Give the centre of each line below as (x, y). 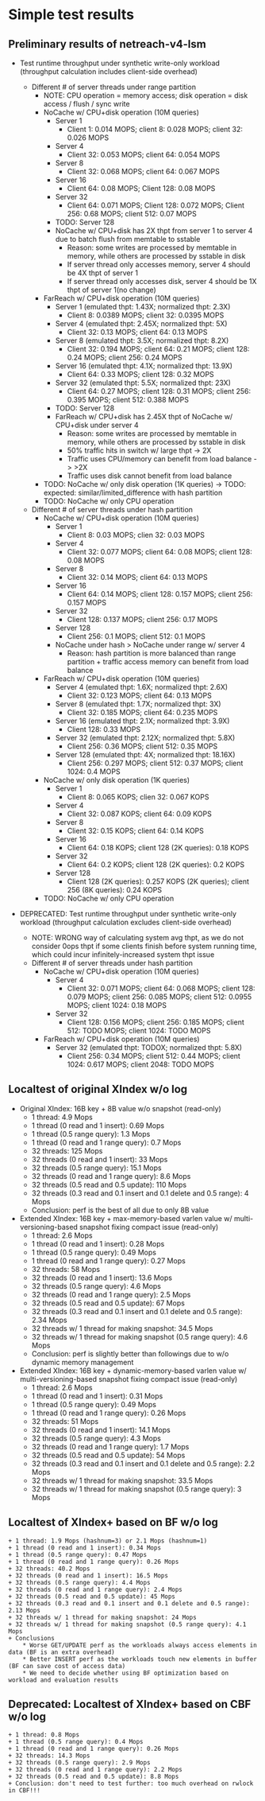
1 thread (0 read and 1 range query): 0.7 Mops (106, 1142)
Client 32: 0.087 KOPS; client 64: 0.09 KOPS (139, 814)
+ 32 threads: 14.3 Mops (49, 1756)
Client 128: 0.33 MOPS (104, 729)
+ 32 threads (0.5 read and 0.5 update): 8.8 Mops (94, 1777)
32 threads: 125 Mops (67, 1150)
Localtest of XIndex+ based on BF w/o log (113, 1522)
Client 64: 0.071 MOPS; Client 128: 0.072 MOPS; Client (156, 205)
